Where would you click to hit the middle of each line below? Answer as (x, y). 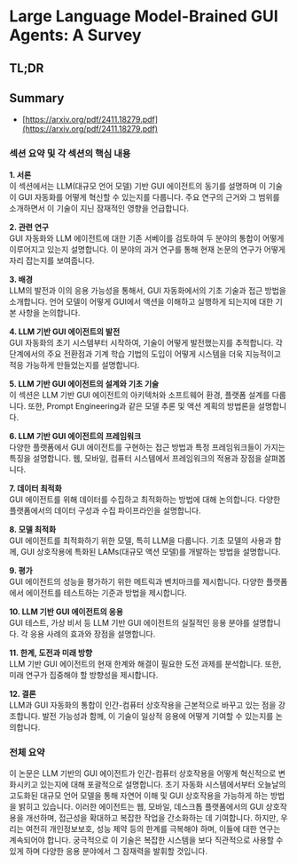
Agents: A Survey (75, 35)
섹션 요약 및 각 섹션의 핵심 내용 (70, 154)
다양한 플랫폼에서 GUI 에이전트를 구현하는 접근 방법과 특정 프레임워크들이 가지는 (147, 447)
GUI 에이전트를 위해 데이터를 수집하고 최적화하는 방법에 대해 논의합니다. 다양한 (145, 499)
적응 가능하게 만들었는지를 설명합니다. (74, 364)
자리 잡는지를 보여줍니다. (52, 260)
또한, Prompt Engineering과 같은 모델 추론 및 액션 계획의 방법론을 (142, 405)
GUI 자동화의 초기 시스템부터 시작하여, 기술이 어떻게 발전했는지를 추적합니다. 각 (146, 342)
